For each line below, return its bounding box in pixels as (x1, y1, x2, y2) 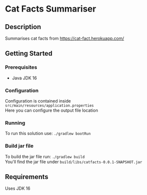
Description (5, 23, 41, 31)
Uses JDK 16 (5, 185, 30, 192)
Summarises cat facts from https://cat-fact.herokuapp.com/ (5, 35, 124, 41)
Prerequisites (5, 64, 37, 71)
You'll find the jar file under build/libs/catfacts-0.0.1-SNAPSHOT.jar (5, 159, 143, 165)
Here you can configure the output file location (5, 107, 98, 113)
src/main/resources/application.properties (5, 103, 94, 108)
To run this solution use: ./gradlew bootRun (5, 131, 91, 136)
